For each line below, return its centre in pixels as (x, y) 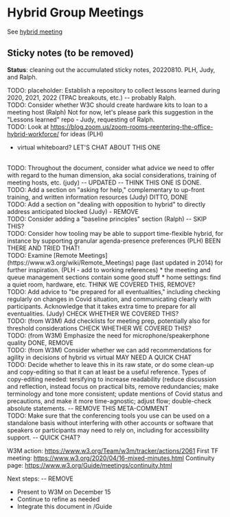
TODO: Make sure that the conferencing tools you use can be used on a (108, 416)
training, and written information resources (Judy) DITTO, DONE (97, 197)
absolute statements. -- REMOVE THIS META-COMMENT (88, 408)
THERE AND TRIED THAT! (44, 248)
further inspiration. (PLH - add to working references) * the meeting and (109, 269)
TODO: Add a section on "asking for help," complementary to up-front (106, 189)
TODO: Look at (28, 127)
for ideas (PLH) (82, 134)
